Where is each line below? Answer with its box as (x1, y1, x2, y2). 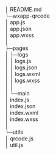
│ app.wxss (5, 32, 34, 39)
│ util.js (5, 142, 24, 148)
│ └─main (5, 90, 30, 97)
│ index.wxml (5, 109, 39, 116)
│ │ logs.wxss (5, 77, 40, 84)
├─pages (5, 44, 29, 52)
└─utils (5, 128, 23, 136)
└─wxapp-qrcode (5, 12, 51, 19)
